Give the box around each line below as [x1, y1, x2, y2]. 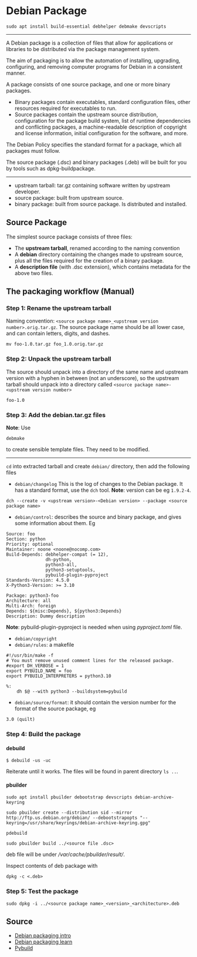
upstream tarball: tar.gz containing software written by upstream [14, 182, 171, 189]
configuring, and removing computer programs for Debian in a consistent [6, 63, 183, 70]
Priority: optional [6, 542, 54, 548]
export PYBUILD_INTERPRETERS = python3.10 [6, 673, 111, 679]
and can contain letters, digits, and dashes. [6, 330, 110, 337]
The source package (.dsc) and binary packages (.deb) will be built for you [6, 159, 187, 166]
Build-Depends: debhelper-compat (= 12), [6, 552, 109, 558]
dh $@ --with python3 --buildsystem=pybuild [16, 689, 127, 694]
